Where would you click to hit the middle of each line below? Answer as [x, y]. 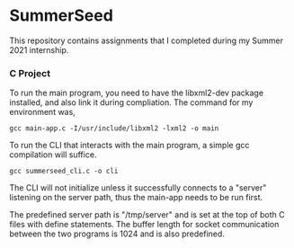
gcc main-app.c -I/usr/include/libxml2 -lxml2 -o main [114, 128]
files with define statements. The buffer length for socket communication [144, 225]
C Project [30, 73]
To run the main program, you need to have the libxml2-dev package [136, 93]
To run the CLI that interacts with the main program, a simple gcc [129, 146]
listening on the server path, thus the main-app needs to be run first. [136, 198]
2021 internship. [39, 49]
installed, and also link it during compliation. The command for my [131, 102]
